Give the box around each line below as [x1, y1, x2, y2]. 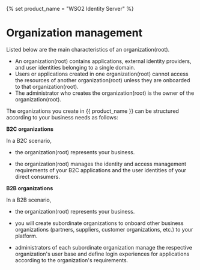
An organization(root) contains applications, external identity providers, [14, 57, 192, 65]
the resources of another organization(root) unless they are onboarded [14, 76, 190, 83]
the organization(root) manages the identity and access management [14, 160, 187, 167]
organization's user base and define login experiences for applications [14, 250, 190, 257]
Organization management [6, 26, 143, 40]
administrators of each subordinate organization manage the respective [14, 244, 192, 251]
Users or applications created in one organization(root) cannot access [14, 70, 189, 77]
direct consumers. [14, 173, 60, 180]
